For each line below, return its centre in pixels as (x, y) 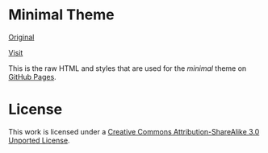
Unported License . (39, 140)
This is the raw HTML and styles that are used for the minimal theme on (128, 68)
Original (21, 37)
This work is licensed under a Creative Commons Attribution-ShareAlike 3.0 (134, 131)
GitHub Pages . (32, 76)
